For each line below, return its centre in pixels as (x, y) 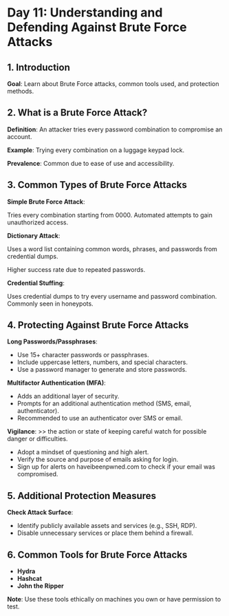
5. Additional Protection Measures (82, 496)
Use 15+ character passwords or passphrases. (83, 355)
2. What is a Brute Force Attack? (77, 113)
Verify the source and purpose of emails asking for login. (98, 460)
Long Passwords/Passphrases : (52, 341)
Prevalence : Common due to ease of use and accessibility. (91, 163)
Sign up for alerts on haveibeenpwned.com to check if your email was (116, 467)
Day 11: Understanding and (85, 13)
